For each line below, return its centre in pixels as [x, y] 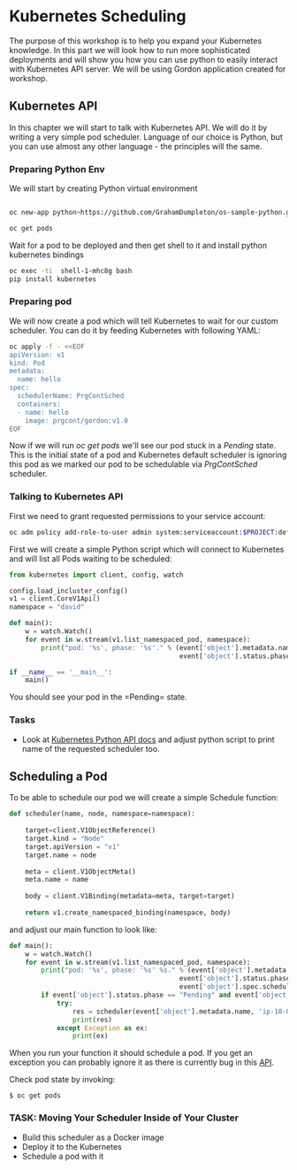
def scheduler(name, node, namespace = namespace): [103, 814]
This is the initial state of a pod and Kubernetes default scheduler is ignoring [148, 455]
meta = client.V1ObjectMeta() [81, 872]
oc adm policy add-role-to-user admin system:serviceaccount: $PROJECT [142, 532]
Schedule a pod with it [63, 1156]
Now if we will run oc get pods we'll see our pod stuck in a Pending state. [143, 446]
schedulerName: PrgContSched [71, 396]
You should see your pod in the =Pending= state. [98, 697]
